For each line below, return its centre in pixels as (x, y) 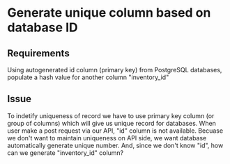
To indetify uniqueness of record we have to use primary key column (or (111, 115)
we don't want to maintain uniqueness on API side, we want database (107, 138)
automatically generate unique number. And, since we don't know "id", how (115, 145)
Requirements (38, 53)
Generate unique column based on (109, 13)
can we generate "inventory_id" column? (66, 153)
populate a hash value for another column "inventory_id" (88, 77)
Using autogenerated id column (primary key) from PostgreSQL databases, (115, 70)
